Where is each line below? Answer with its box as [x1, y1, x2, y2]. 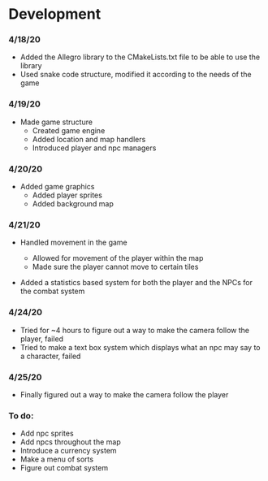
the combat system [19, 286, 85, 297]
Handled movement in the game [19, 237, 128, 248]
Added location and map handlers [32, 134, 146, 144]
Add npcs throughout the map [19, 437, 121, 447]
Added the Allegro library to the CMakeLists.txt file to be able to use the [19, 52, 261, 62]
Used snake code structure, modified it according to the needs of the [19, 70, 252, 80]
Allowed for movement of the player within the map [32, 253, 204, 263]
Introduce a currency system [19, 446, 117, 456]
